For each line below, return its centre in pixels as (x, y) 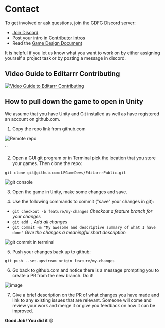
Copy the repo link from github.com (49, 129)
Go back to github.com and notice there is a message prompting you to (86, 270)
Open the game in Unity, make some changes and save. (70, 192)
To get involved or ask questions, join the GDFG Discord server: (71, 23)
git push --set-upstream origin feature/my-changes (60, 261)
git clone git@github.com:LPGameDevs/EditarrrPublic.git (66, 173)
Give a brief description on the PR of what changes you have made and (86, 295)
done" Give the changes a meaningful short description (69, 232)
